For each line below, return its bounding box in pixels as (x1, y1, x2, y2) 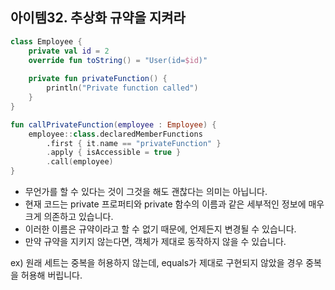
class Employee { (10, 36, 83, 47)
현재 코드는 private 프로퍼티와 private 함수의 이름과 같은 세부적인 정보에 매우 (24, 198, 325, 210)
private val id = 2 (28, 46, 110, 56)
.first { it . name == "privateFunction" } (46, 138, 222, 148)
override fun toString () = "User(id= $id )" (28, 55, 208, 65)
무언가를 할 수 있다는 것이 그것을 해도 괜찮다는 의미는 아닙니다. (24, 186, 268, 198)
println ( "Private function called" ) (46, 83, 199, 93)
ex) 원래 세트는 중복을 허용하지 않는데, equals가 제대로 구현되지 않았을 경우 (10, 257, 304, 269)
